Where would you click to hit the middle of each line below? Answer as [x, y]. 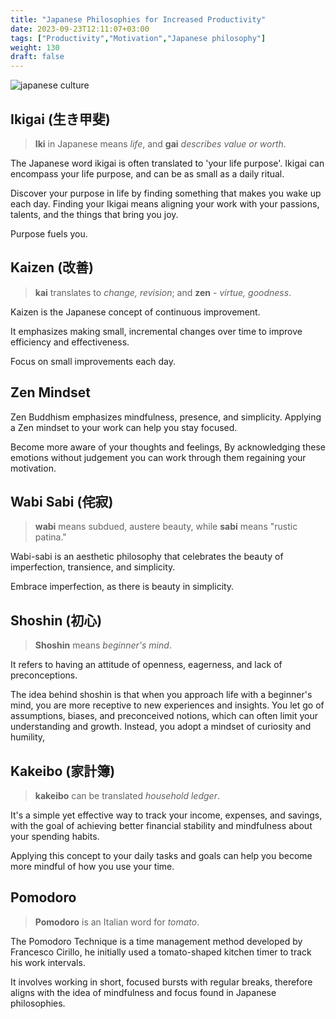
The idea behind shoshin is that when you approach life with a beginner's [161, 695]
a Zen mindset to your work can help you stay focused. [124, 427]
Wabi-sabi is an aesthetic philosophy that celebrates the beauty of [147, 557]
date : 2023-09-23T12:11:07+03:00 [80, 29]
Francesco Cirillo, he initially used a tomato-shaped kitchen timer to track [161, 952]
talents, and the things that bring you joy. [94, 214]
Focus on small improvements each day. [93, 361]
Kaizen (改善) [52, 267]
